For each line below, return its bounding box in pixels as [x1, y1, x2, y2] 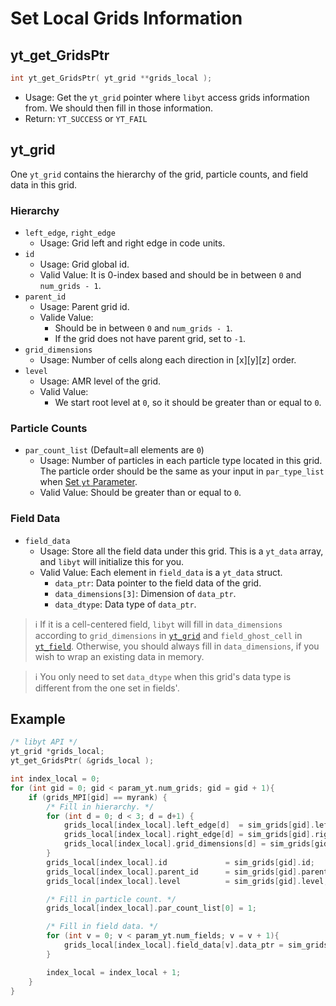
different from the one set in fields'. [34, 682, 180, 694]
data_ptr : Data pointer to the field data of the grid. [54, 577, 262, 589]
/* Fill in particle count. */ [46, 894, 177, 904]
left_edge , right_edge [24, 226, 116, 238]
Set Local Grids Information [10, 7, 243, 30]
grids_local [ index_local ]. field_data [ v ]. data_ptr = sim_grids [63, 940, 329, 951]
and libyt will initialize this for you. [39, 555, 185, 567]
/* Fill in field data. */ [46, 922, 159, 932]
